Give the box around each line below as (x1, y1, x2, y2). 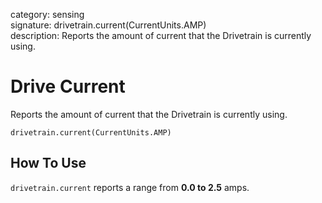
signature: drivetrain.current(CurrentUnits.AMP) (10, 19, 207, 31)
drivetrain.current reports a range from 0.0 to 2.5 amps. (10, 181, 250, 193)
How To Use (10, 155, 87, 172)
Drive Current (10, 75, 126, 98)
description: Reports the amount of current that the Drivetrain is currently (10, 30, 312, 41)
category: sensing (10, 9, 85, 20)
